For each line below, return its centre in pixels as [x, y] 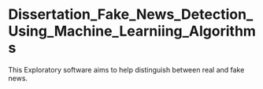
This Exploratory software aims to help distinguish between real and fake [126, 69]
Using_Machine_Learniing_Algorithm [132, 31]
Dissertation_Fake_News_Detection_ [131, 15]
